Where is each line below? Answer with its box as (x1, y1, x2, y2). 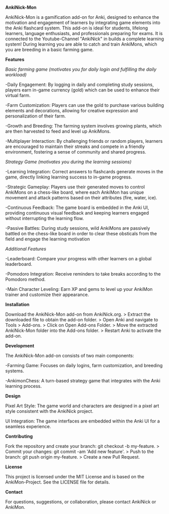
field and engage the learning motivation (5, 236, 90, 242)
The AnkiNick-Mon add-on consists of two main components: (5, 353, 134, 358)
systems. (5, 368, 24, 374)
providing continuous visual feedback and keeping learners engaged (5, 210, 149, 216)
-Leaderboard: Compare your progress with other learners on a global (5, 256, 152, 261)
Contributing (5, 433, 33, 439)
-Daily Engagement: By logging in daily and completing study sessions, (5, 81, 154, 87)
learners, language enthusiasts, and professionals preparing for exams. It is (5, 31, 163, 36)
